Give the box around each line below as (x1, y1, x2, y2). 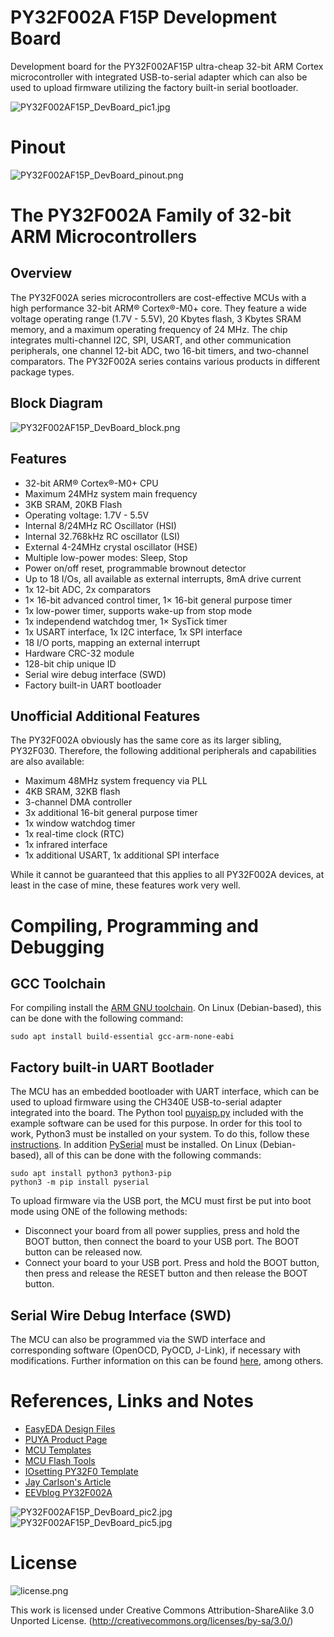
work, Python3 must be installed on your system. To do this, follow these (10, 1128, 310, 1140)
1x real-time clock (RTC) (24, 828, 125, 840)
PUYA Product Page (24, 1433, 108, 1445)
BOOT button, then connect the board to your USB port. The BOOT (24, 1236, 300, 1248)
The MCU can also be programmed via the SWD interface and (10, 1333, 266, 1345)
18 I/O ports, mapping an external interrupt (24, 636, 201, 648)
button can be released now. (24, 1246, 143, 1258)
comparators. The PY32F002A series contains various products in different (10, 355, 321, 367)
